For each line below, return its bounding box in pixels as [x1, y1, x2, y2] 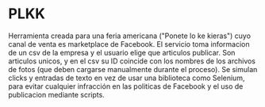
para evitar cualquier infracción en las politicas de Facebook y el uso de [8, 81, 244, 91]
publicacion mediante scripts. [8, 90, 105, 99]
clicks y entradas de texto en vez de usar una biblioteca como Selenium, [8, 73, 245, 82]
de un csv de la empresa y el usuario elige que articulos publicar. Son [8, 48, 236, 57]
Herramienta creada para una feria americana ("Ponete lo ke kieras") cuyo [8, 31, 252, 40]
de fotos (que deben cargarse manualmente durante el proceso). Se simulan [8, 64, 258, 74]
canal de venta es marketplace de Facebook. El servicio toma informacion [8, 39, 250, 48]
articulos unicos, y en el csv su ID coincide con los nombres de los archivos [8, 56, 256, 66]
